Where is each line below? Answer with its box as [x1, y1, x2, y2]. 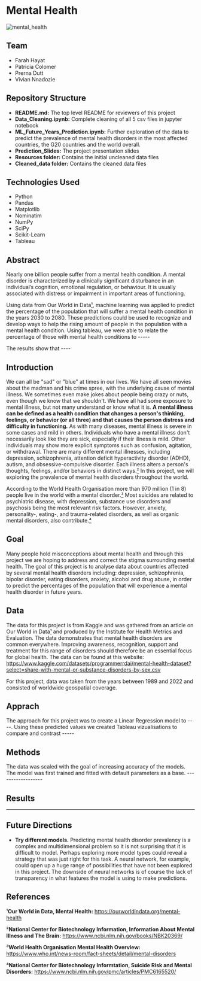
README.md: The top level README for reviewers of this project [14, 109, 175, 116]
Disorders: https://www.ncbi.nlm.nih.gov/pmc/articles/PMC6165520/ [6, 968, 176, 975]
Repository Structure [6, 93, 87, 104]
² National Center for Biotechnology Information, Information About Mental [6, 925, 195, 933]
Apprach [6, 701, 40, 712]
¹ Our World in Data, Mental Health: [6, 907, 94, 915]
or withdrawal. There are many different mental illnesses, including [6, 448, 170, 455]
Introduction [6, 362, 54, 372]
